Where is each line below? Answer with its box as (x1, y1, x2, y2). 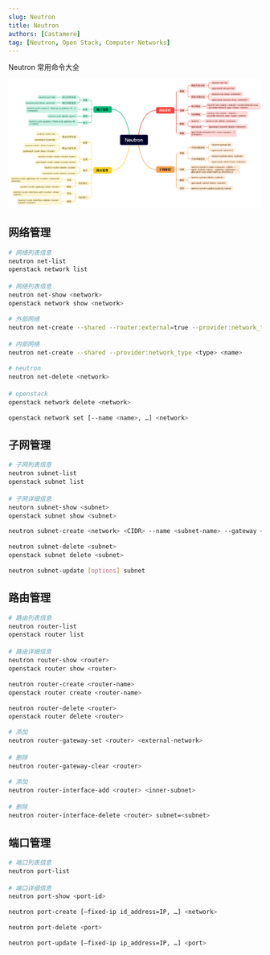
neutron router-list (8, 622, 78, 630)
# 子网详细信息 (8, 494, 52, 502)
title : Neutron (8, 21, 59, 30)
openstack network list (8, 265, 88, 273)
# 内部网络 (8, 340, 40, 349)
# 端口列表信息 (8, 859, 52, 867)
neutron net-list (8, 257, 67, 265)
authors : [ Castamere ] (8, 30, 81, 38)
